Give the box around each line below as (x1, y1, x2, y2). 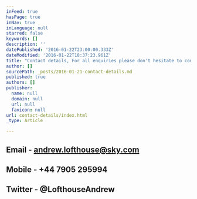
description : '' (6, 42, 46, 48)
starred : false (6, 31, 43, 36)
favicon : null (11, 107, 46, 113)
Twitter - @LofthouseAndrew (6, 184, 116, 194)
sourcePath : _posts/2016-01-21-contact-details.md (6, 69, 133, 75)
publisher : (6, 85, 33, 91)
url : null (11, 101, 35, 107)
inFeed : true (6, 8, 38, 15)
